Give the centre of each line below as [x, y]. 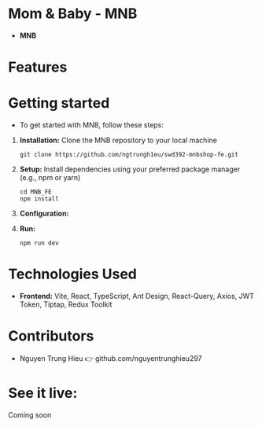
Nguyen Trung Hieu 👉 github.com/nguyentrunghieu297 [111, 358]
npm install [39, 199]
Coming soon [30, 414]
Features [38, 67]
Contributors [51, 336]
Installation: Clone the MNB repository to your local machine [118, 140]
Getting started [59, 103]
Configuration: [44, 214]
